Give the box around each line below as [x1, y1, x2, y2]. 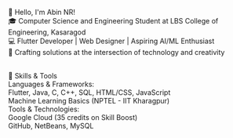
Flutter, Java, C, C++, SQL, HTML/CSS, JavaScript [8, 88, 171, 97]
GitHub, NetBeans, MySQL [8, 122, 94, 130]
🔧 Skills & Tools [8, 71, 57, 80]
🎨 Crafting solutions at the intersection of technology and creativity [8, 48, 225, 56]
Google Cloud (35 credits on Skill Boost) [8, 113, 138, 122]
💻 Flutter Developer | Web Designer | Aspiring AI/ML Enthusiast [8, 36, 215, 45]
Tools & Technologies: [8, 104, 80, 114]
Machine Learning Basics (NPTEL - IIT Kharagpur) [8, 96, 170, 105]
